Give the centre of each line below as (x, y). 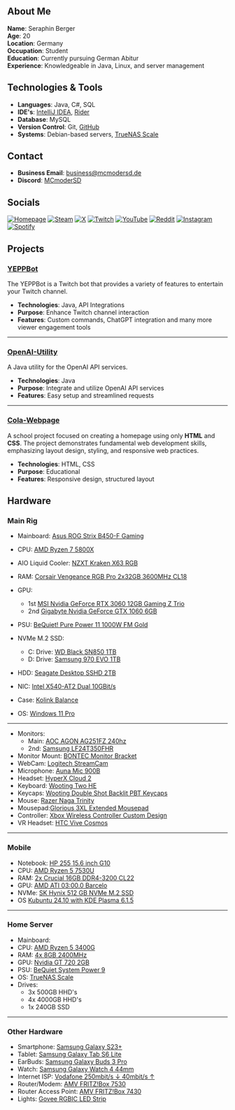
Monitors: (31, 733)
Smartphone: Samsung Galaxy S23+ (70, 1047)
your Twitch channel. (37, 291)
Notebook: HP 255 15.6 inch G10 (64, 863)
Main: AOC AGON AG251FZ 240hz (77, 741)
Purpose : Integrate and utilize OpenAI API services (91, 388)
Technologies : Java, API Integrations (71, 304)
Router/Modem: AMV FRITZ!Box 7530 (71, 1084)
